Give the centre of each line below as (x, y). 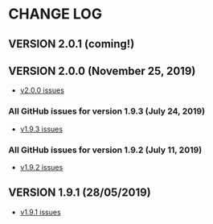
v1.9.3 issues (41, 129)
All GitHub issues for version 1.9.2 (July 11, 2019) (105, 150)
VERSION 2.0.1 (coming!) (72, 44)
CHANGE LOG (55, 14)
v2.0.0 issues (42, 90)
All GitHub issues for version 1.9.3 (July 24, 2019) (107, 111)
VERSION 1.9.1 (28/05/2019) (80, 193)
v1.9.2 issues (41, 167)
